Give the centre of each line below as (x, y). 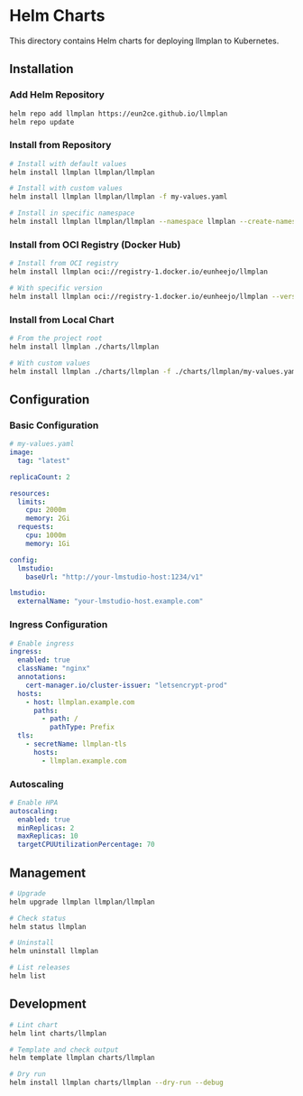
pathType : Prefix (82, 728)
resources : (30, 493)
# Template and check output (64, 1050)
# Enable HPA (34, 803)
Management (48, 873)
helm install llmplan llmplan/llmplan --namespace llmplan (123, 222)
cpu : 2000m (46, 510)
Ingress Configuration (59, 625)
